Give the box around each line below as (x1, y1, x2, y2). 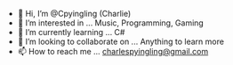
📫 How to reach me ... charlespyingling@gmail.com (17, 47, 209, 56)
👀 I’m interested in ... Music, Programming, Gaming (17, 18, 205, 28)
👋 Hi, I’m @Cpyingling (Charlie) (17, 9, 132, 18)
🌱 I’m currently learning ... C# (17, 27, 125, 37)
